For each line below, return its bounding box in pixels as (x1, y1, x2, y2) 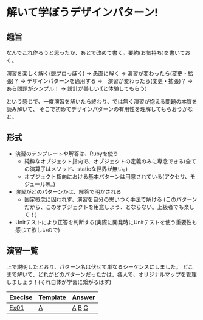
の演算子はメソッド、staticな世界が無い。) (24, 165, 128, 172)
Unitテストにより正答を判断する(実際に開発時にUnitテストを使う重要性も (15, 218, 198, 226)
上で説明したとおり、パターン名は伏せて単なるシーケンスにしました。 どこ (6, 263, 193, 270)
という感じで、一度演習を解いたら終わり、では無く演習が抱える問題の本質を (6, 98, 198, 105)
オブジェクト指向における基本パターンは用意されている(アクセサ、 (24, 172, 190, 180)
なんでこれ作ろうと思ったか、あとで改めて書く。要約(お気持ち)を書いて (6, 49, 185, 56)
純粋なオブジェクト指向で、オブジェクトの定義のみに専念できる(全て (24, 157, 196, 165)
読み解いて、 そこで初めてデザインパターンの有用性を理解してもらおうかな (6, 105, 193, 113)
